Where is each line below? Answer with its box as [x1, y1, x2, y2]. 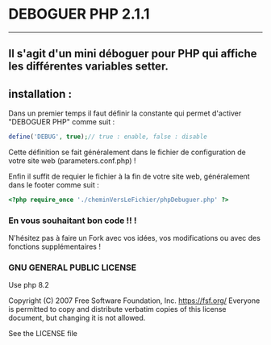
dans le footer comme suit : [8, 180, 99, 190]
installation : [8, 86, 73, 101]
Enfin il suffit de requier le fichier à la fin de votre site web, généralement [8, 171, 250, 182]
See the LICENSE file [8, 329, 78, 339]
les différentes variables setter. [8, 60, 169, 74]
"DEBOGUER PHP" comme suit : [8, 117, 115, 127]
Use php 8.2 [8, 280, 50, 290]
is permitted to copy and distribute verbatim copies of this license [8, 305, 227, 314]
